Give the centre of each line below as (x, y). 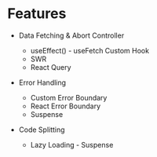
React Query (51, 67)
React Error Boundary (66, 106)
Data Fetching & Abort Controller (71, 35)
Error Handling (42, 82)
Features (37, 14)
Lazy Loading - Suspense (72, 144)
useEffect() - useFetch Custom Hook (90, 50)
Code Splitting (42, 130)
